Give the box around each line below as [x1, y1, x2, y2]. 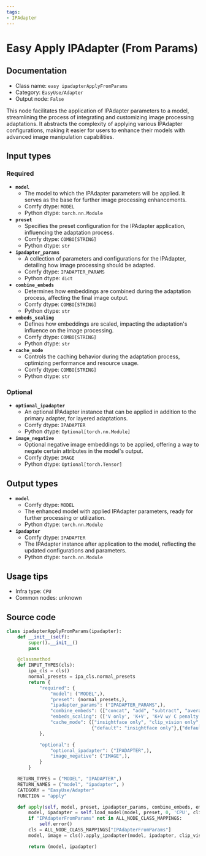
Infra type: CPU [15, 587, 51, 595]
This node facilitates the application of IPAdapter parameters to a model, [6, 107, 189, 114]
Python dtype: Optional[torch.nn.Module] [24, 428, 131, 435]
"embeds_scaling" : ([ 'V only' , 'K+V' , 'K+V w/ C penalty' [50, 713, 202, 720]
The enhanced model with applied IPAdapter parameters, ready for [24, 508, 193, 515]
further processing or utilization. [24, 514, 106, 522]
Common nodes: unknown [15, 594, 82, 602]
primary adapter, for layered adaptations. [24, 415, 128, 422]
